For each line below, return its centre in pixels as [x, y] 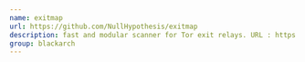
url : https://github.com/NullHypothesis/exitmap [104, 26]
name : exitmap [37, 18]
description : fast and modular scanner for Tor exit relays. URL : [141, 35]
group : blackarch [42, 43]
